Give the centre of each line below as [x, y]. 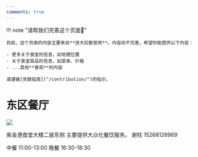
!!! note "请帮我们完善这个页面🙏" [46, 30]
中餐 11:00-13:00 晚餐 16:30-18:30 [49, 147]
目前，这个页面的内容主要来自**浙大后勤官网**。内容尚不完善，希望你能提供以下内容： [100, 43]
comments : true [26, 12]
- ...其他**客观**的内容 [34, 68]
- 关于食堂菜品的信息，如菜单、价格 [45, 61]
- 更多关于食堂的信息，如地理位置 [43, 54]
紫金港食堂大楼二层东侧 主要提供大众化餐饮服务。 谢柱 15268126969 [92, 134]
